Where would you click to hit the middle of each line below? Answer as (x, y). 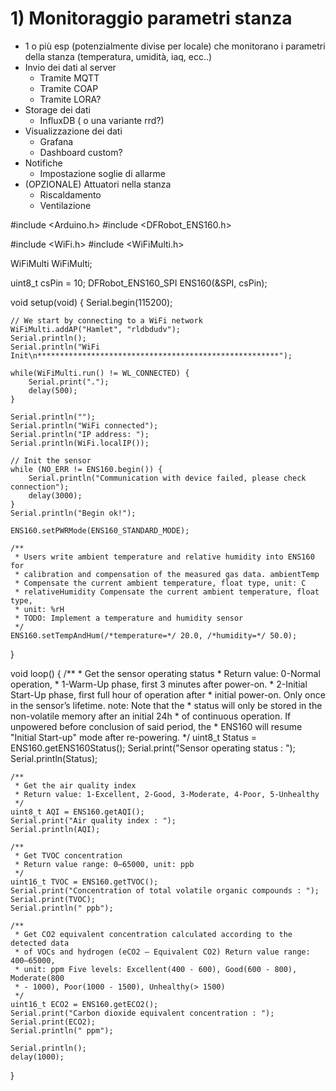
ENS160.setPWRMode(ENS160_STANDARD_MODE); (100, 530)
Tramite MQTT (69, 78)
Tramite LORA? (70, 99)
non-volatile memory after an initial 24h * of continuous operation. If (151, 716)
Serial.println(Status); (54, 758)
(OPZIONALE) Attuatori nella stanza (98, 184)
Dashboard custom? (81, 152)
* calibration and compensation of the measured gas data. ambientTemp (167, 574)
